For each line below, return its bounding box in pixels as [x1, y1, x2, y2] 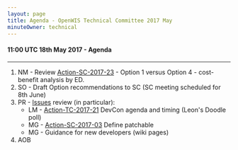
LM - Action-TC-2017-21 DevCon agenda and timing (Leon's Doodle [28, 105, 227, 114]
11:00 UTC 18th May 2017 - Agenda [7, 45, 112, 54]
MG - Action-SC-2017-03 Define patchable [28, 120, 154, 129]
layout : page [7, 10, 46, 18]
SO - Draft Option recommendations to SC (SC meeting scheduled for [17, 83, 221, 91]
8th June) [17, 90, 46, 99]
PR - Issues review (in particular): [17, 98, 115, 106]
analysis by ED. [40, 75, 85, 83]
